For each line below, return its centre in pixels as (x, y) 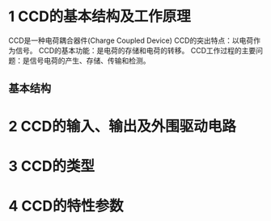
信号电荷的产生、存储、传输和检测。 (90, 60)
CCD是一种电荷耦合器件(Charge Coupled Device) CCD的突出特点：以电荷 (131, 40)
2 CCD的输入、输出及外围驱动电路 (122, 126)
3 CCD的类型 (52, 166)
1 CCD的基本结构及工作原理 (100, 17)
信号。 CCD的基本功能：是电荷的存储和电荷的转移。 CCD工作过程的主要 (135, 50)
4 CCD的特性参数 (66, 206)
